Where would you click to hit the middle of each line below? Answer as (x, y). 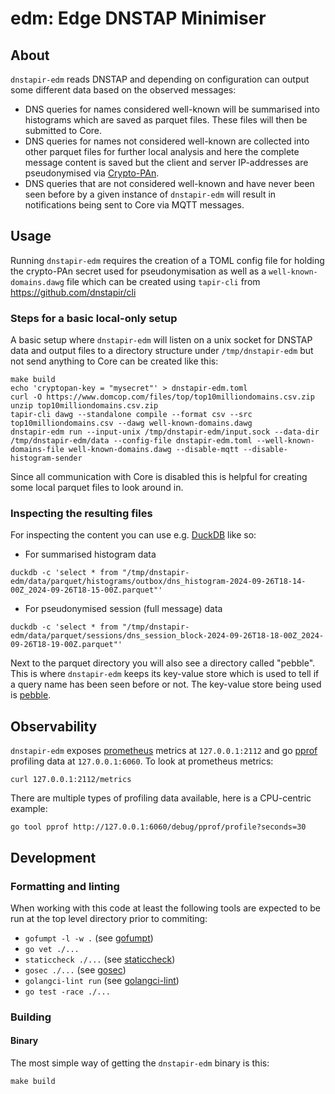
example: (29, 809)
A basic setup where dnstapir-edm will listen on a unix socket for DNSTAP (161, 340)
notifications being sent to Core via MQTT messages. (134, 205)
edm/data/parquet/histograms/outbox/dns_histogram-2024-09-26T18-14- (158, 582)
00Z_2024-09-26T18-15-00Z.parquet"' (86, 590)
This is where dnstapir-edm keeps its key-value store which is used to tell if (165, 674)
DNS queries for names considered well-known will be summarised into (172, 109)
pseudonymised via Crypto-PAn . (92, 173)
